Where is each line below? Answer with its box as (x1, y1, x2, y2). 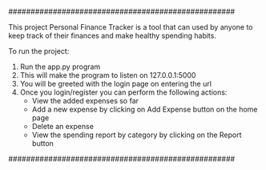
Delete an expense (31, 122, 95, 131)
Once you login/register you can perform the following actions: (19, 87, 228, 97)
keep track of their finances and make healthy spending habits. (8, 31, 216, 40)
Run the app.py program (19, 62, 101, 71)
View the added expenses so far (31, 96, 139, 105)
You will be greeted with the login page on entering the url (19, 79, 212, 88)
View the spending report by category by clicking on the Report (31, 130, 242, 140)
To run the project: (8, 47, 70, 55)
